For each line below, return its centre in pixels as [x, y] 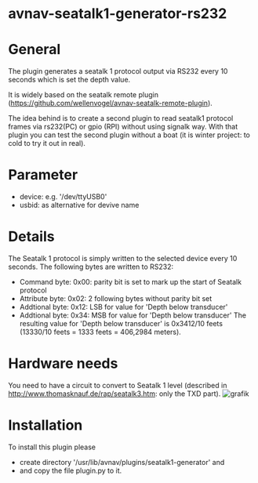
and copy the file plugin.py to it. [71, 470]
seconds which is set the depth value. [69, 80]
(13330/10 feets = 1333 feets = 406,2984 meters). [100, 332]
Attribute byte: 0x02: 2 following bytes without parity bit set [116, 298]
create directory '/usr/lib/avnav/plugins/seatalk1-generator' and [122, 462]
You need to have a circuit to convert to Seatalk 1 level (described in [118, 385]
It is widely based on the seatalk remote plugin [84, 95]
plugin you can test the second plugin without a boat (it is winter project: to [129, 135]
